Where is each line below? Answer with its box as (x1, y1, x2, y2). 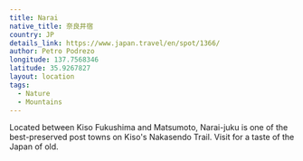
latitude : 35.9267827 (9, 64, 91, 73)
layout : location (9, 72, 75, 81)
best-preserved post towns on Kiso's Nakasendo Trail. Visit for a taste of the (9, 132, 295, 143)
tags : (9, 80, 30, 90)
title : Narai (9, 13, 59, 23)
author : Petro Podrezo (9, 47, 95, 56)
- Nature (17, 89, 51, 98)
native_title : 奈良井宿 (9, 22, 93, 31)
